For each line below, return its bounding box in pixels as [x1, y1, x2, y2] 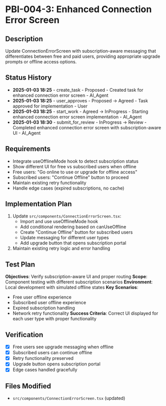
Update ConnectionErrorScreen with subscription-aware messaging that [5, 48, 156, 54]
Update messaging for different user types [20, 235, 109, 241]
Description [5, 34, 43, 43]
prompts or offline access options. [5, 59, 77, 64]
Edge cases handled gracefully [12, 366, 77, 373]
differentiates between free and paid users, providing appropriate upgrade [5, 53, 160, 59]
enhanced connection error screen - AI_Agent [12, 92, 109, 98]
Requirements [5, 144, 51, 153]
